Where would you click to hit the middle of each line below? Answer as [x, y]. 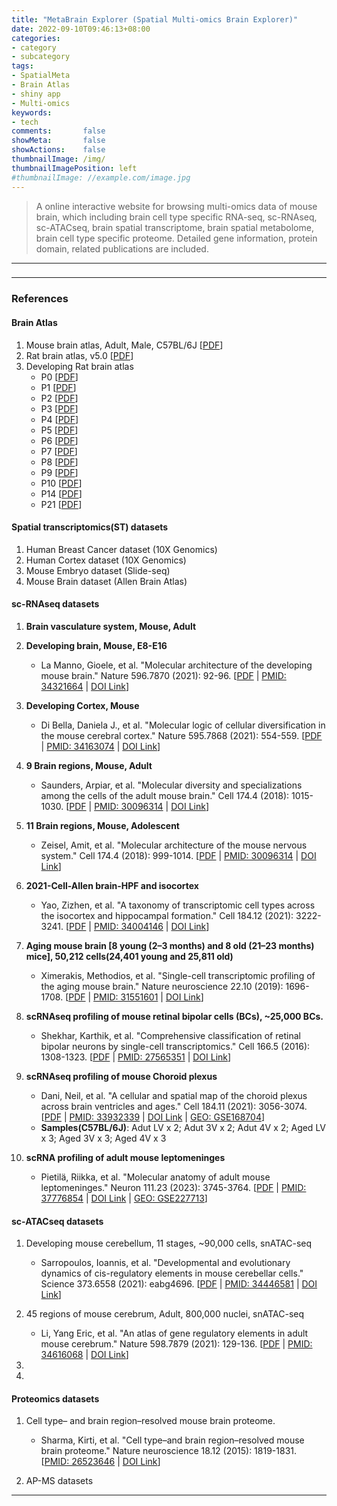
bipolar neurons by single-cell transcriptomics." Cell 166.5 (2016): [175, 1046]
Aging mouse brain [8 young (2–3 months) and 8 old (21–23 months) [170, 945]
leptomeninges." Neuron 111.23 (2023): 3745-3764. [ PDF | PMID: [173, 1187]
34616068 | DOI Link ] [84, 1355]
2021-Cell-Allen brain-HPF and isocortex [112, 885]
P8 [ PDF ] [59, 462]
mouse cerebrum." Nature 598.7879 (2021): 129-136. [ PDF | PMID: [176, 1344]
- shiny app [36, 94]
